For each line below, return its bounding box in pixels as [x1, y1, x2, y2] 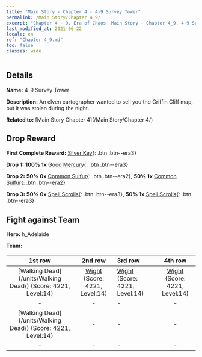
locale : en [6, 31, 34, 37]
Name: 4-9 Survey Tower [6, 86, 70, 93]
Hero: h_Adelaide [6, 231, 49, 238]
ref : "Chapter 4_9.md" [6, 37, 63, 43]
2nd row [81, 256, 106, 265]
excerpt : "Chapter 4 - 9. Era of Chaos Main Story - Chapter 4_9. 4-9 [6, 20, 189, 26]
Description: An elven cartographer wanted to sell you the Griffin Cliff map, [6, 98, 194, 105]
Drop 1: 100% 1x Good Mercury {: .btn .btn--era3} [6, 161, 129, 169]
